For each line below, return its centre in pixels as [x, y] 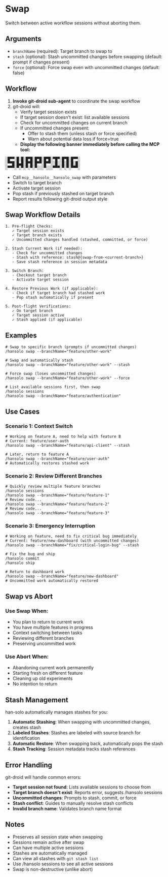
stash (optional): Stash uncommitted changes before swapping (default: [88, 56]
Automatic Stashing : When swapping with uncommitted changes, [81, 722]
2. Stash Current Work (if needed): [44, 249]
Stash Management [37, 700]
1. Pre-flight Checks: [29, 227]
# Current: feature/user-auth [37, 441]
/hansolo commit [22, 559]
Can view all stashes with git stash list [55, 858]
